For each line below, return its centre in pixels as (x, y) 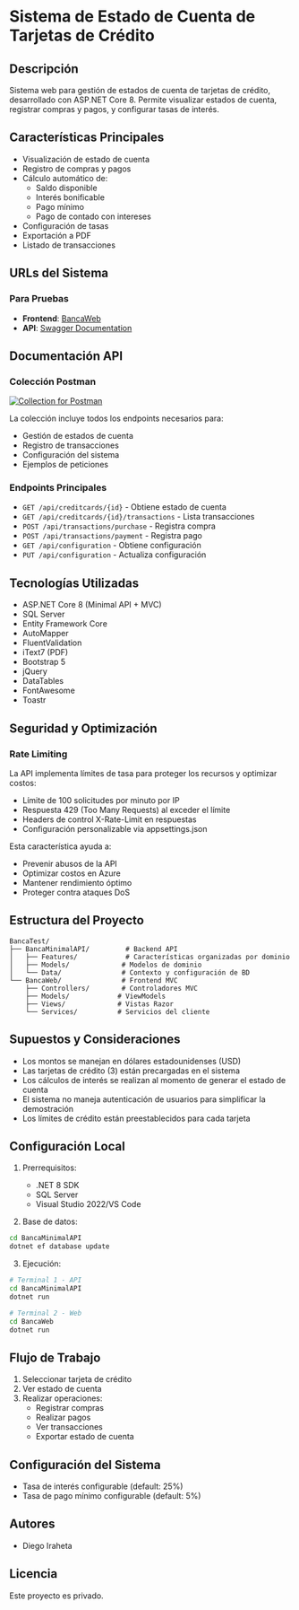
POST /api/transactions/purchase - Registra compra (119, 526)
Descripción (44, 69)
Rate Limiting (38, 754)
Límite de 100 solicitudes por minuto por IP (101, 800)
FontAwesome (49, 691)
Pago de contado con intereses (94, 216)
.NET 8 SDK (57, 1186)
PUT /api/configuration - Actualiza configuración (114, 555)
